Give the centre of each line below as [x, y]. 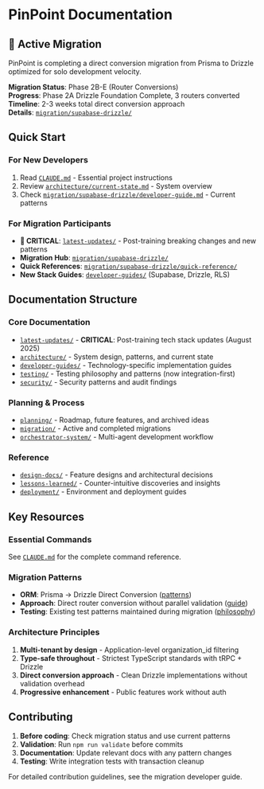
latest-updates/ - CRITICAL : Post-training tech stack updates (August [136, 339]
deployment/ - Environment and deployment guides [103, 492]
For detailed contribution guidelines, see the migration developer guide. [125, 777]
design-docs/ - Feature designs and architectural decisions [116, 475]
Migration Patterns [45, 577]
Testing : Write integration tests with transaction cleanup [112, 761]
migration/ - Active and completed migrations [95, 428]
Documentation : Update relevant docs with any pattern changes [126, 753]
